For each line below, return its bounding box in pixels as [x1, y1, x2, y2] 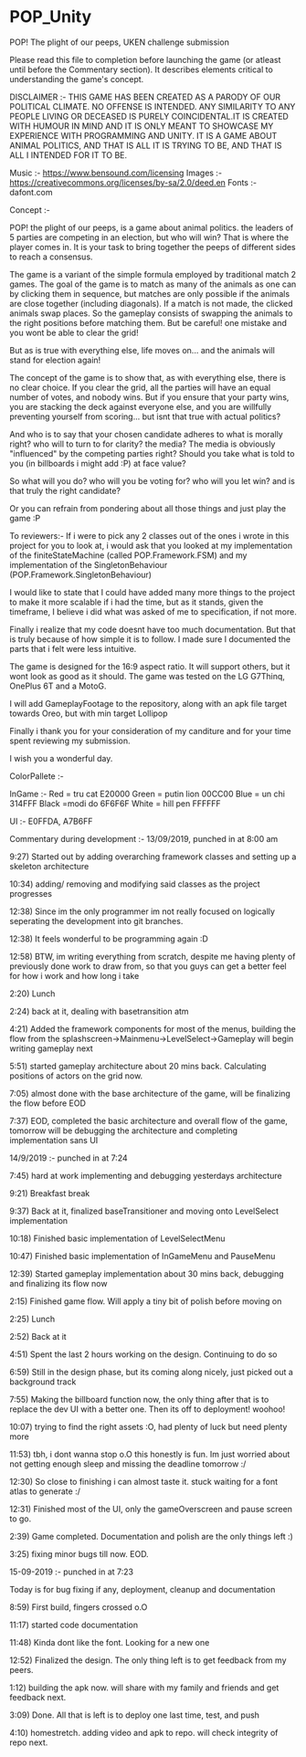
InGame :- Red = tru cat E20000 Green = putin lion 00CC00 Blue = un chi [9, 788, 286, 799]
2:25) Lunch [9, 1313, 56, 1324]
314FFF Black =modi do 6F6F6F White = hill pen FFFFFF [9, 797, 221, 809]
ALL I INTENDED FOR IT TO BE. [9, 149, 128, 161]
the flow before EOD [9, 1098, 87, 1109]
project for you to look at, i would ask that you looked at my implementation [9, 540, 293, 551]
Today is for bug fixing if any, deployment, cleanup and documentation [9, 1583, 276, 1594]
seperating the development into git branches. [9, 915, 184, 926]
